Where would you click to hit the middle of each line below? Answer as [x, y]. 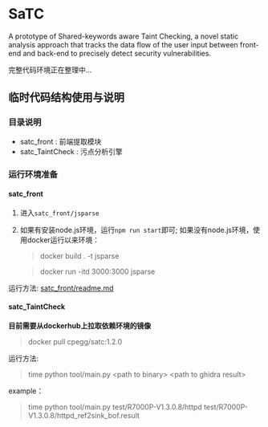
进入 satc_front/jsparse [59, 213]
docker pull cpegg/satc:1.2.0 [75, 341]
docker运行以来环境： [63, 240]
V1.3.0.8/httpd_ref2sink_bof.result [84, 415]
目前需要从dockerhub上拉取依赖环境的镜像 [79, 325]
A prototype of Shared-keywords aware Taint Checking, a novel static [124, 36]
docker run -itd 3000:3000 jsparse [97, 271]
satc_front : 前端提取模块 [61, 141]
